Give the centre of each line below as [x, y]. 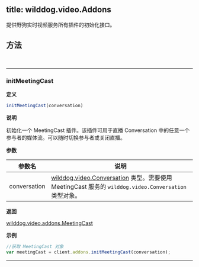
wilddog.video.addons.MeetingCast [49, 223]
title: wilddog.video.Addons [59, 10]
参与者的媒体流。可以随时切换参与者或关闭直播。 [66, 137]
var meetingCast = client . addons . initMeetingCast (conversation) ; [88, 252]
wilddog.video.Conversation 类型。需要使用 [112, 178]
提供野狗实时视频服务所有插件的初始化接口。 [61, 25]
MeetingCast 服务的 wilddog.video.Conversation [119, 186]
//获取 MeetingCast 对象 [35, 246]
